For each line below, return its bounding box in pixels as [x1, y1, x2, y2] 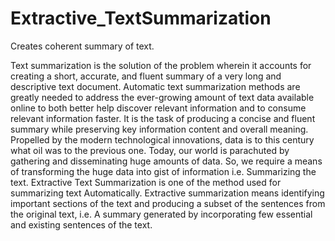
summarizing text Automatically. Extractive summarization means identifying [10, 187, 325, 199]
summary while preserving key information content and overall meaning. [10, 123, 309, 135]
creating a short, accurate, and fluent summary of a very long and [10, 70, 282, 82]
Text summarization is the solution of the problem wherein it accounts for [10, 59, 312, 71]
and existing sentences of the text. [10, 218, 153, 231]
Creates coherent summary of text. [10, 40, 155, 52]
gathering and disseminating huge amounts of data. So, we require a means [10, 155, 323, 167]
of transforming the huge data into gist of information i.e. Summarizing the [10, 165, 317, 177]
